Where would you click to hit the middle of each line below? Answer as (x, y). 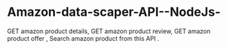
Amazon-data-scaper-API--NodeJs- (114, 12)
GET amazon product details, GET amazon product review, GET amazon (109, 31)
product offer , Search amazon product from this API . (83, 38)
